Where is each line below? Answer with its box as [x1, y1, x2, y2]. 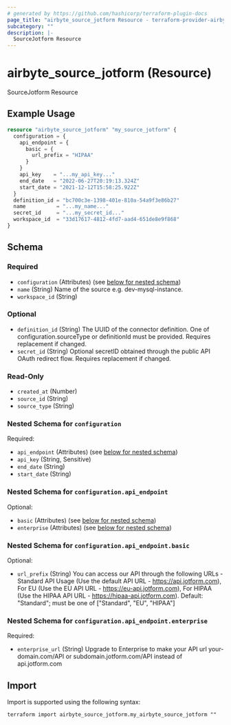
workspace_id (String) [16, 292, 78, 300]
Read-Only [7, 371, 45, 381]
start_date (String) [16, 470, 71, 479]
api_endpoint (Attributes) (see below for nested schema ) [16, 448, 178, 456]
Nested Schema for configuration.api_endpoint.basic [7, 540, 190, 550]
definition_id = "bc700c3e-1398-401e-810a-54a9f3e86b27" [13, 197, 180, 204]
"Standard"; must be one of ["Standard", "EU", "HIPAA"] [16, 599, 175, 607]
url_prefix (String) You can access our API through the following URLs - [16, 569, 223, 578]
